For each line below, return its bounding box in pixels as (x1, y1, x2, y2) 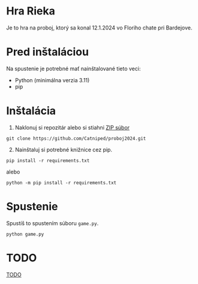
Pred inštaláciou (6, 45, 89, 59)
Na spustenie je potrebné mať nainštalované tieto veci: (6, 65, 141, 72)
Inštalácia (6, 104, 56, 118)
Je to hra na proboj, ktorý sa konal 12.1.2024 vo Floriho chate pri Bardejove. (6, 24, 193, 31)
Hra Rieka (6, 4, 55, 18)
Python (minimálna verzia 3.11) (14, 76, 90, 83)
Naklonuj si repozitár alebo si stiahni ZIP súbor (14, 124, 130, 131)
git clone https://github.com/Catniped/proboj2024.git (6, 135, 146, 142)
